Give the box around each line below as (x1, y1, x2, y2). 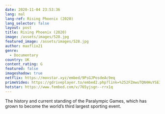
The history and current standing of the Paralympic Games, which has (5, 98, 147, 104)
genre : (5, 48, 19, 53)
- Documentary (9, 52, 38, 58)
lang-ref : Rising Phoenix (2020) (5, 16, 74, 21)
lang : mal (5, 12, 26, 17)
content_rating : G (5, 62, 43, 67)
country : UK (5, 57, 29, 62)
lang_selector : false (5, 21, 50, 26)
